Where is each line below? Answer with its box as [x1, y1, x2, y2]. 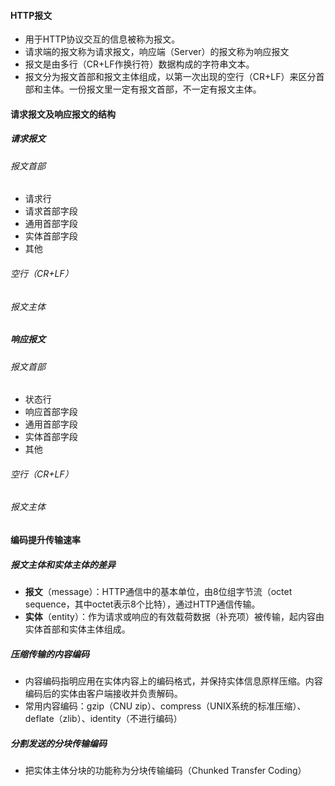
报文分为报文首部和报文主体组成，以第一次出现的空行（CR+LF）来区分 [24, 71, 317, 83]
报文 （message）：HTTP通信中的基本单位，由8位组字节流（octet [24, 585, 293, 597]
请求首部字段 [24, 205, 78, 217]
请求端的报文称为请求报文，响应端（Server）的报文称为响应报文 [24, 46, 290, 58]
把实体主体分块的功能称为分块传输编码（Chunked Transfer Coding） [24, 764, 307, 776]
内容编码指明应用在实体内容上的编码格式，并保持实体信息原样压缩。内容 [24, 675, 323, 687]
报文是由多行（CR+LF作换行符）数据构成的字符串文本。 [24, 58, 255, 70]
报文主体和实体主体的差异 [10, 558, 116, 570]
